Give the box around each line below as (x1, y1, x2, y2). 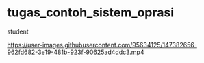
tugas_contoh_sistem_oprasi (7, 5, 175, 21)
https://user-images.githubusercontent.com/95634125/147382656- (7, 40, 197, 49)
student (7, 27, 29, 36)
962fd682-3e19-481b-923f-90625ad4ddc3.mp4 (7, 48, 144, 56)
